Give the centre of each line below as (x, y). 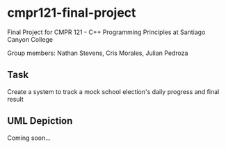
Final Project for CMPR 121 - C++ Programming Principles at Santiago (106, 32)
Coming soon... (29, 138)
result (16, 99)
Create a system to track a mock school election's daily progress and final (113, 91)
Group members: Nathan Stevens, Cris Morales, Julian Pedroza (98, 53)
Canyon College (30, 39)
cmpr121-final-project (72, 13)
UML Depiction (40, 121)
